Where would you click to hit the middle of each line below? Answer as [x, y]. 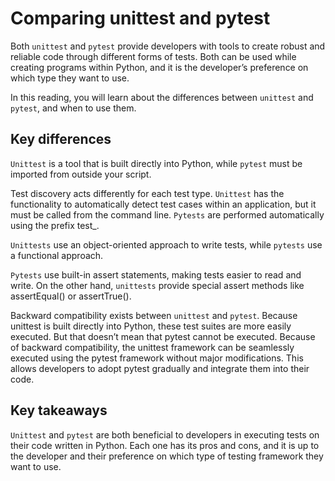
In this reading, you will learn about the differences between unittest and [162, 97]
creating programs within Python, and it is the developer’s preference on [159, 67]
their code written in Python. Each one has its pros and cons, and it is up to [165, 445]
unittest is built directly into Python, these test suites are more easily [151, 326]
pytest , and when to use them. [73, 108]
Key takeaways [59, 410]
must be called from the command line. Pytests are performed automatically [167, 214]
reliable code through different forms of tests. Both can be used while [153, 56]
